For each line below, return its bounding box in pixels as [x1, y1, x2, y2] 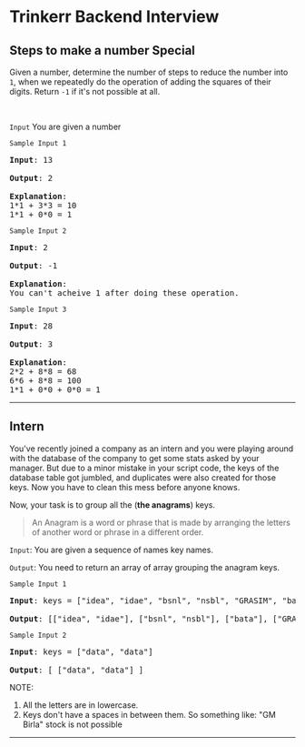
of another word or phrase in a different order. [31, 526, 204, 538]
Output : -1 [9, 261, 58, 270]
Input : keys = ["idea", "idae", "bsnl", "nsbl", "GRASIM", [9, 595, 279, 606]
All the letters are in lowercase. [22, 699, 139, 711]
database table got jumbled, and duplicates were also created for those [9, 471, 277, 483]
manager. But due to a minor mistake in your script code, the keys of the [9, 462, 280, 473]
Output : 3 [9, 339, 53, 349]
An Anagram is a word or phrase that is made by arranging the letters [31, 517, 290, 528]
